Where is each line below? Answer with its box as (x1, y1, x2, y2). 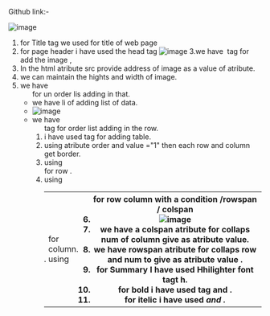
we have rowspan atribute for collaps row (93, 244, 257, 255)
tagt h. (162, 274, 188, 285)
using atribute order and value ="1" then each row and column (43, 141, 251, 150)
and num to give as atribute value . (107, 254, 243, 265)
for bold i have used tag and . (117, 285, 232, 295)
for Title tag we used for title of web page (19, 38, 158, 47)
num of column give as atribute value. (100, 234, 249, 244)
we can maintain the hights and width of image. (19, 72, 178, 81)
